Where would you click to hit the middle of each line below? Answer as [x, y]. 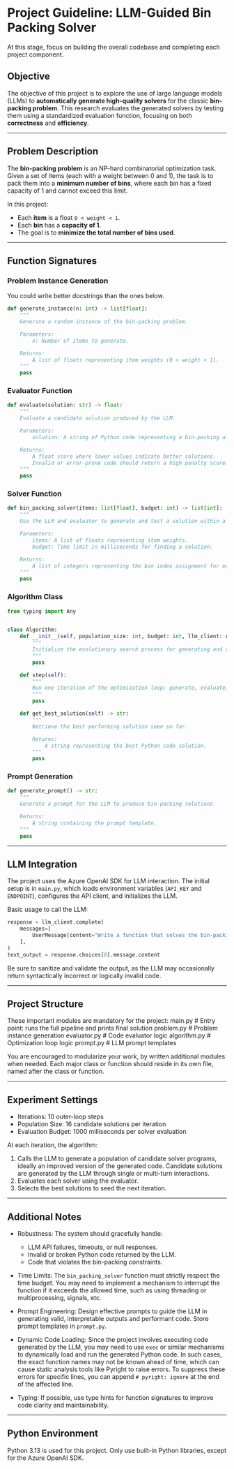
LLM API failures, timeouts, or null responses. [93, 1247]
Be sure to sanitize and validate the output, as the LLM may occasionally [111, 968]
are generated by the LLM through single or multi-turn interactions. [114, 1174]
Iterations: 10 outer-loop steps [61, 1117]
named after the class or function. [56, 1071]
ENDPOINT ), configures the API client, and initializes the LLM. [92, 896]
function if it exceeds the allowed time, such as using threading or [112, 1290]
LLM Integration [42, 864]
